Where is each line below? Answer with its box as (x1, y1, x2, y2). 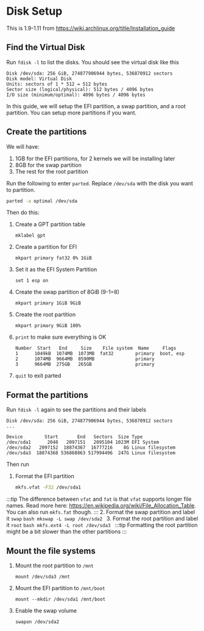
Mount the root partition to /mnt (15, 561, 94, 569)
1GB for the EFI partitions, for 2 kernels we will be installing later (15, 155, 175, 162)
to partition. (6, 186, 35, 193)
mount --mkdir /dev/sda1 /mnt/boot (15, 596, 106, 602)
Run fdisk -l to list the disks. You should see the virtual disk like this (6, 58, 180, 65)
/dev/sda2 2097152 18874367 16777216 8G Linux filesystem (6, 445, 175, 451)
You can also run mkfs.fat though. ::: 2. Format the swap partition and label (6, 509, 195, 516)
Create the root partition (15, 311, 76, 319)
